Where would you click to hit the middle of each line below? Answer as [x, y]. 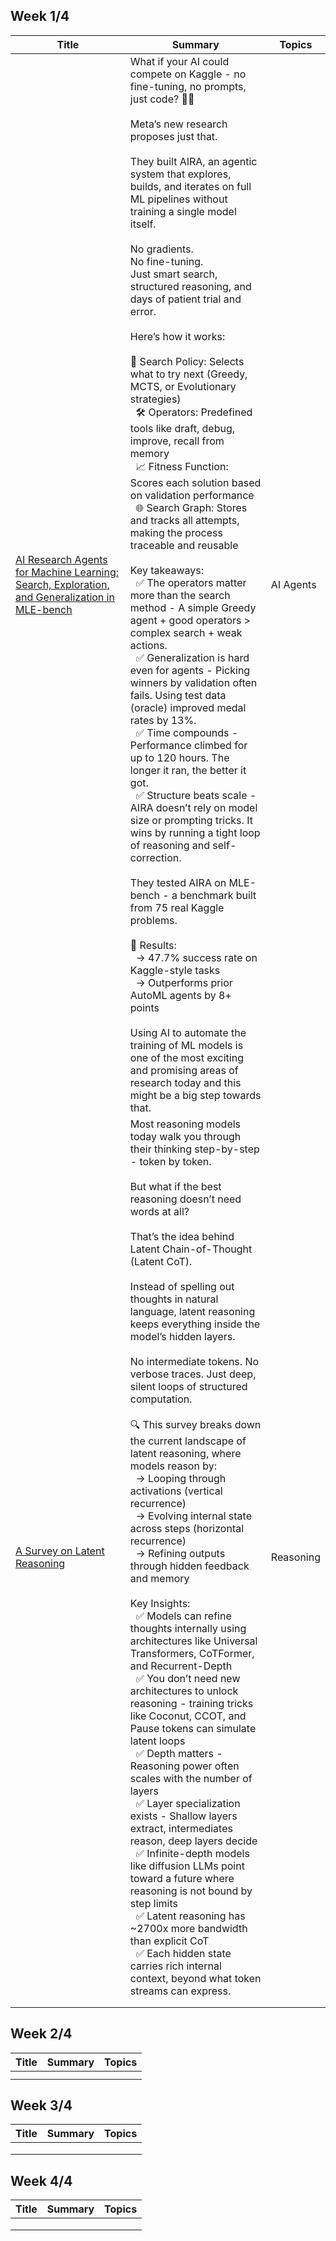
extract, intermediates [181, 1828]
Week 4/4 [41, 2180]
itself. [143, 224]
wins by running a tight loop [195, 832]
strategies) [155, 399]
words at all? [159, 1211]
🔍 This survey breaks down [195, 1424]
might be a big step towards [195, 1095]
